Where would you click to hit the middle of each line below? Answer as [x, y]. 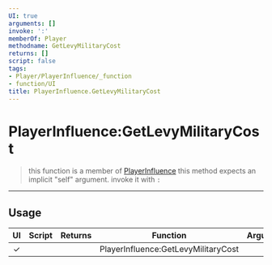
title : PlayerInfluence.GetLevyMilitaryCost [85, 91]
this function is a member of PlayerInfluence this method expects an [142, 171]
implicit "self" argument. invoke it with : [94, 180]
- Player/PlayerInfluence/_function [70, 76]
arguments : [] [32, 24]
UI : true [23, 16]
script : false [32, 62]
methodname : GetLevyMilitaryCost [65, 46]
